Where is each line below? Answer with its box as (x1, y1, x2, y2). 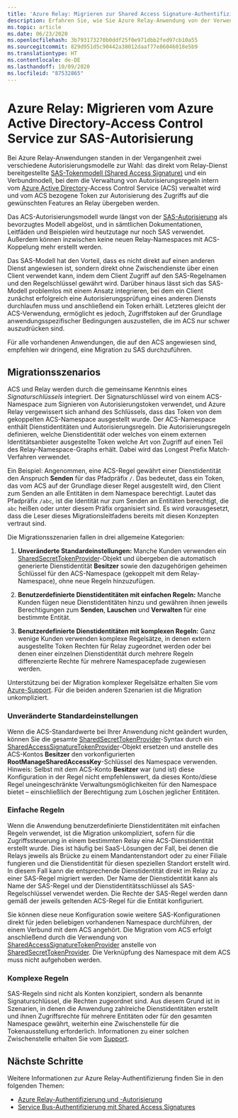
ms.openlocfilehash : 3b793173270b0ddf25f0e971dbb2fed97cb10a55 (7, 37, 198, 44)
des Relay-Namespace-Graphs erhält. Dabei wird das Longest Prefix (7, 445, 208, 454)
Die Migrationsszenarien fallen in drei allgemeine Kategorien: (7, 533, 186, 542)
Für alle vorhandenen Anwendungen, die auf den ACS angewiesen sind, (7, 338, 217, 347)
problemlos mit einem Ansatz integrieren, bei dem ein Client (28, 286, 203, 295)
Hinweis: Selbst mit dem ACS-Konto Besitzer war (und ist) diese (7, 765, 195, 773)
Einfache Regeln (7, 805, 65, 815)
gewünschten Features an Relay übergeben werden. (7, 199, 160, 208)
